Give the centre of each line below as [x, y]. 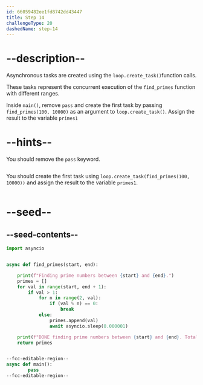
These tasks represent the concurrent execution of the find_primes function [101, 87]
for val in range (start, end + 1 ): [62, 287]
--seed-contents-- [42, 234]
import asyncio [25, 248]
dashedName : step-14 [32, 29]
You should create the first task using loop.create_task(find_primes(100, [98, 176]
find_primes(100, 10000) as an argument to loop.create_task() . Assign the [101, 112]
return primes [35, 343]
